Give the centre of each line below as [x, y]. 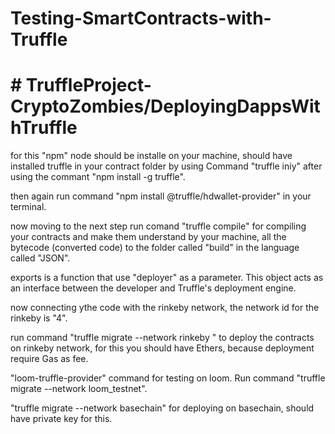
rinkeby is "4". [39, 318]
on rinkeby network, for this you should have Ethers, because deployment [162, 348]
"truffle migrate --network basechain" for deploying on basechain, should [162, 408]
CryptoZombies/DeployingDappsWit [165, 106]
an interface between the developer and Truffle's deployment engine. [153, 288]
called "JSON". [40, 258]
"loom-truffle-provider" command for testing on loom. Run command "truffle [168, 378]
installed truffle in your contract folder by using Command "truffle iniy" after [166, 166]
